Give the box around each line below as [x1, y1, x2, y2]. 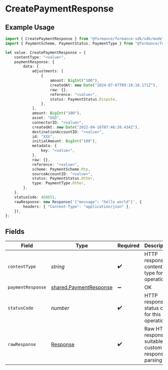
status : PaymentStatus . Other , [31, 176, 95, 181]
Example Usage [5, 23, 55, 32]
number [50, 305, 69, 312]
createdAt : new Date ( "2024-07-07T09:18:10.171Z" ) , [49, 82, 157, 88]
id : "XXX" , [31, 134, 55, 139]
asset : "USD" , [31, 115, 61, 120]
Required [117, 242, 140, 249]
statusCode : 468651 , [14, 194, 57, 200]
